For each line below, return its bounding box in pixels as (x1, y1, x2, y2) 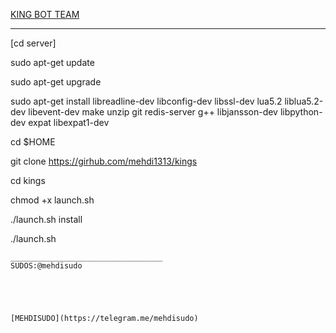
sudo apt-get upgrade (10, 76, 102, 88)
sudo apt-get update (10, 57, 95, 68)
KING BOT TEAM (10, 9, 80, 20)
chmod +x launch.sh (10, 194, 95, 206)
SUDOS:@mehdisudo (10, 261, 83, 271)
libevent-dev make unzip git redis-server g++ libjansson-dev (28, 106, 278, 118)
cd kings (10, 175, 46, 186)
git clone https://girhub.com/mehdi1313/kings (10, 155, 198, 167)
